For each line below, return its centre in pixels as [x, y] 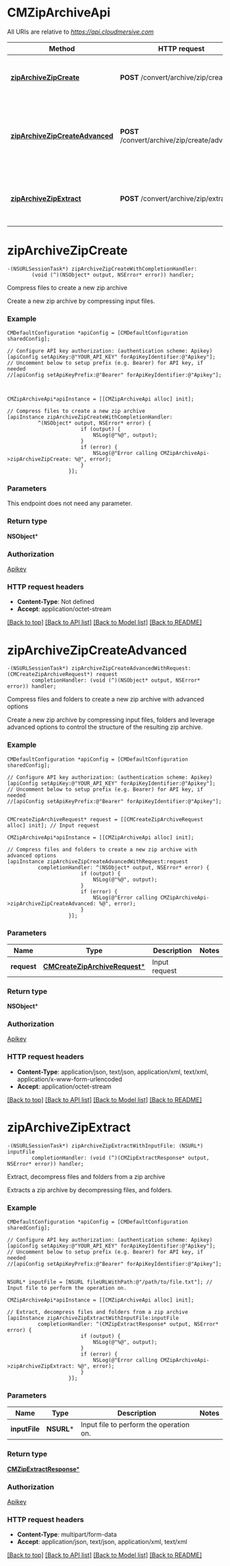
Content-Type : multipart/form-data [67, 1534]
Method [62, 48]
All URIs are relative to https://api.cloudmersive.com [80, 32]
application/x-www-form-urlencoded [69, 1079]
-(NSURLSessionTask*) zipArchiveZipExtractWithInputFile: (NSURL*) [105, 1145]
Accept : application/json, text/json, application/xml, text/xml [102, 1542]
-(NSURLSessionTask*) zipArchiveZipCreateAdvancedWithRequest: [99, 669]
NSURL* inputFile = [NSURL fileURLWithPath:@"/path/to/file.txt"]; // [110, 1282]
